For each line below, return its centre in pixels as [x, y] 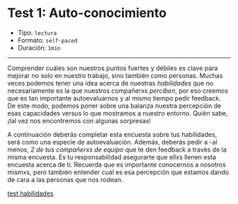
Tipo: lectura [37, 33]
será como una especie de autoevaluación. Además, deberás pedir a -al [112, 142]
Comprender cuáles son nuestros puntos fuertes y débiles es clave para [113, 68]
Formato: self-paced [47, 40]
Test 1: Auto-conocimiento [87, 13]
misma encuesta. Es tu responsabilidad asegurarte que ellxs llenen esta [112, 157]
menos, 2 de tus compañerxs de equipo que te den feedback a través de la [117, 149]
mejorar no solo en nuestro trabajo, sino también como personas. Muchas [115, 75]
